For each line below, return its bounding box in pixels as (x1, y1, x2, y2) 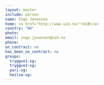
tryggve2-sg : (9, 63, 37, 68)
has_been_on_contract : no (5, 49, 59, 54)
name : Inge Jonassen (5, 16, 48, 21)
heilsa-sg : (9, 72, 32, 77)
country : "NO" (5, 26, 35, 31)
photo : (5, 30, 19, 35)
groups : (5, 53, 21, 59)
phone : (5, 40, 19, 45)
